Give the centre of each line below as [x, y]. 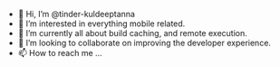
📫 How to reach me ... [60, 53]
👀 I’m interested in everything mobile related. [101, 24]
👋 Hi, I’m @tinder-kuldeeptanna [77, 14]
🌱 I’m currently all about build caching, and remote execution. [132, 33]
